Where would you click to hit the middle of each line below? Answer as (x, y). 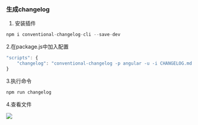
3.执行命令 (19, 81)
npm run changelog (29, 92)
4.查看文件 (19, 104)
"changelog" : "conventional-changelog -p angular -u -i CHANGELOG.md (105, 63)
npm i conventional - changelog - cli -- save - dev (63, 35)
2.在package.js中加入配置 (38, 47)
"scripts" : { (22, 58)
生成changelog (28, 9)
